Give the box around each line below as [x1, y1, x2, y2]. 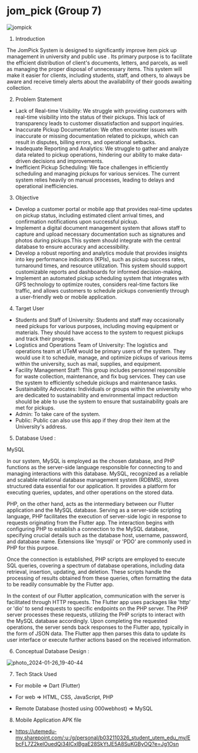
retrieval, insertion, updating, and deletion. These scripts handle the [6, 568, 171, 575]
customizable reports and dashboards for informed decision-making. [15, 268, 183, 275]
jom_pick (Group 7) [6, 4, 102, 18]
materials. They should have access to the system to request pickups [15, 329, 184, 336]
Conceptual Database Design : [15, 647, 90, 654]
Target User [15, 304, 45, 311]
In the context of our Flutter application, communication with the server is [6, 592, 185, 599]
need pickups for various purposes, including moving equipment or [15, 322, 179, 329]
